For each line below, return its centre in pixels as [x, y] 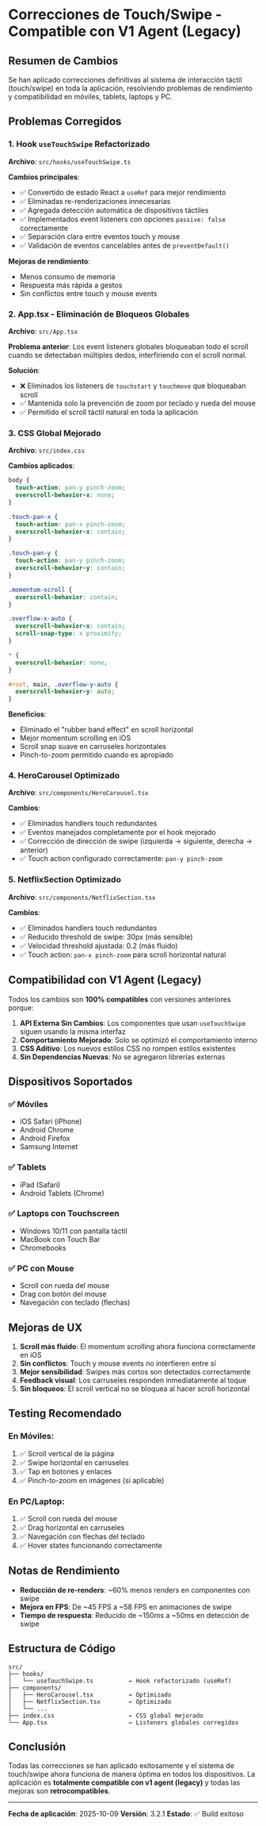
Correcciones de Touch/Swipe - [115, 15]
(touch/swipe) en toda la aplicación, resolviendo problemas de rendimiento [131, 88]
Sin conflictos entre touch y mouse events [88, 293]
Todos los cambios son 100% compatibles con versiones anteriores [120, 999]
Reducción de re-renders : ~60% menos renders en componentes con [135, 1590]
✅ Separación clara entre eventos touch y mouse [100, 236]
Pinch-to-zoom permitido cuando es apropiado [97, 755]
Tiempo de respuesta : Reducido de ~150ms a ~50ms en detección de [134, 1615]
